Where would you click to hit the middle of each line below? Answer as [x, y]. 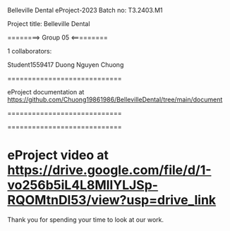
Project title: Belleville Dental [49, 24]
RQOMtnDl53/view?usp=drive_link [112, 200]
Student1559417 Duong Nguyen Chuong [66, 65]
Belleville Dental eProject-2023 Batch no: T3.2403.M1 [85, 10]
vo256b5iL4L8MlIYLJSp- [83, 185]
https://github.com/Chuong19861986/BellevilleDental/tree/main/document [115, 99]
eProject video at [58, 155]
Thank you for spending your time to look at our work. [86, 219]
